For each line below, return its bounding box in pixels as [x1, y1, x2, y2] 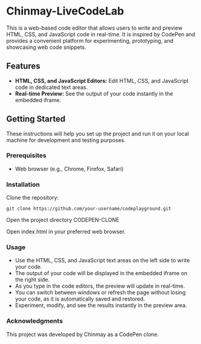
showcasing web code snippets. [6, 44, 86, 51]
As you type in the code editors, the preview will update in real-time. [14, 282, 185, 290]
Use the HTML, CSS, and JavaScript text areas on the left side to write [14, 257, 190, 264]
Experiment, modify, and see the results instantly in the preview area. [14, 302, 187, 309]
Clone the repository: [6, 194, 59, 201]
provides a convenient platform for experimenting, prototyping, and [6, 37, 174, 44]
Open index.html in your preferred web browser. [6, 228, 126, 235]
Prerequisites [6, 151, 46, 160]
